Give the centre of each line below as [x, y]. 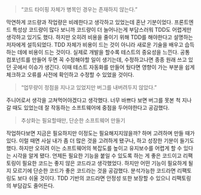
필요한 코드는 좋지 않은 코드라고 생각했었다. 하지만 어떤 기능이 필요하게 [104, 163]
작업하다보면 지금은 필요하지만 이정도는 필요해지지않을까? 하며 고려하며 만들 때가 [100, 133]
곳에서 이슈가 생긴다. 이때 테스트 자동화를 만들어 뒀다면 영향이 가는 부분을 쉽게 [103, 67]
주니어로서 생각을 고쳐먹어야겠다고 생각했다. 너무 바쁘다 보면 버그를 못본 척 [94, 100]
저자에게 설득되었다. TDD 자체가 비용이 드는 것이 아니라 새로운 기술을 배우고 [95, 45]
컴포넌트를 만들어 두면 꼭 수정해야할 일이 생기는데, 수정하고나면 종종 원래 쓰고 [97, 60]
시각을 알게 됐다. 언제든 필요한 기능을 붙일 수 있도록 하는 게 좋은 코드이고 [97, 156]
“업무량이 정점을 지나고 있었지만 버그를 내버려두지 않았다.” [89, 87]
